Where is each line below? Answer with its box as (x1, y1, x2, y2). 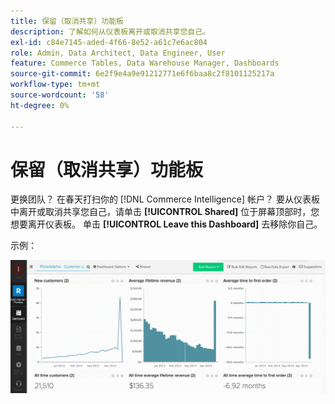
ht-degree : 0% (10, 100, 70, 110)
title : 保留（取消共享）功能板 (10, 16, 124, 26)
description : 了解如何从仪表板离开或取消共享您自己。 (10, 26, 211, 37)
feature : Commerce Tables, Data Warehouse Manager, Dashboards (10, 58, 280, 69)
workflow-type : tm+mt (10, 80, 101, 90)
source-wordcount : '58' (10, 90, 110, 100)
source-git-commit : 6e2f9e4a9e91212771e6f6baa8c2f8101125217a (10, 69, 275, 79)
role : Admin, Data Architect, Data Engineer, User (10, 48, 226, 58)
